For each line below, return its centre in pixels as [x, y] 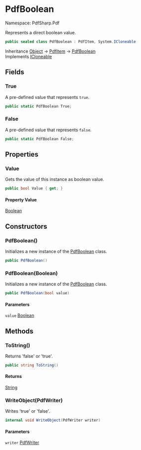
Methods [19, 331]
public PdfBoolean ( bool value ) [37, 293]
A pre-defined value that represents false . [48, 130]
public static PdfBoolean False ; [40, 139]
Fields [15, 72]
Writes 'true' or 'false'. [28, 411]
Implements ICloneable [28, 56]
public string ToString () [32, 365]
